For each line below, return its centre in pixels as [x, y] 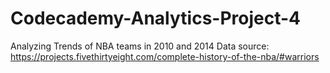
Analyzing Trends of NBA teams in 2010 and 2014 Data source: [140, 46]
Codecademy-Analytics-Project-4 [156, 18]
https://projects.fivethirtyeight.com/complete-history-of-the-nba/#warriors [165, 56]
